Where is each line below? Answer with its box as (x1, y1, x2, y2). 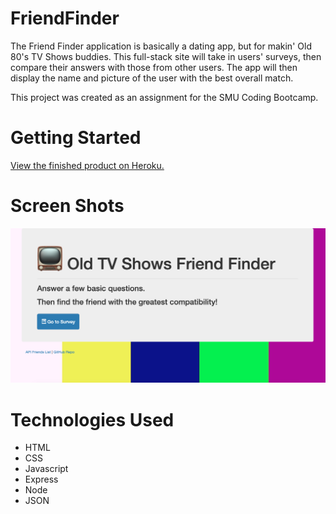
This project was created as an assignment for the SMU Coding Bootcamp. (10, 91, 319, 103)
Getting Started (10, 127, 142, 149)
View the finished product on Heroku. (10, 159, 165, 171)
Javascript (24, 463, 69, 475)
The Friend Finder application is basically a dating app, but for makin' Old (10, 40, 312, 52)
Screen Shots (10, 195, 125, 217)
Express (24, 473, 59, 486)
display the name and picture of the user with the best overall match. (10, 72, 294, 84)
